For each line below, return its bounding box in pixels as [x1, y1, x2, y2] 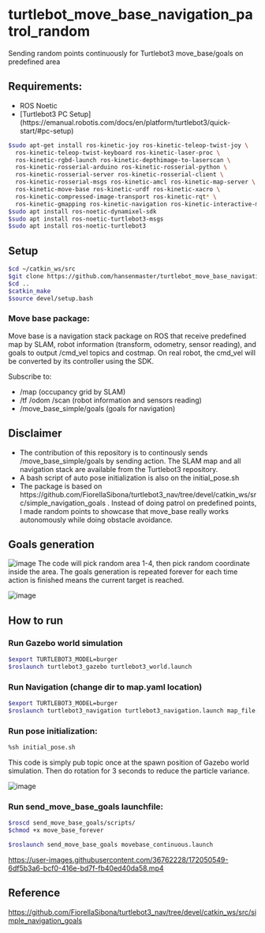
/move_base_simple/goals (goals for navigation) [19, 403, 176, 413]
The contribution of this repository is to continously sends [19, 448, 208, 457]
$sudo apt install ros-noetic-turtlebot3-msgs [8, 215, 164, 223]
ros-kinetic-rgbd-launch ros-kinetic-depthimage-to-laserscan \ [15, 156, 231, 164]
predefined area [8, 57, 61, 66]
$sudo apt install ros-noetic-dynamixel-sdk [8, 207, 157, 215]
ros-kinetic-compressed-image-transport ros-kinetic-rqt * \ [15, 192, 217, 201]
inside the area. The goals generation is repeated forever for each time [8, 567, 238, 576]
